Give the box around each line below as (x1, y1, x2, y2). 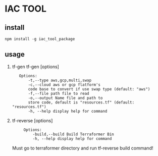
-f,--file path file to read (28, 91, 89, 96)
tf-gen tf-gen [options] (12, 64, 59, 70)
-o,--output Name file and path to (28, 95, 103, 100)
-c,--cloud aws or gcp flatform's (28, 82, 101, 87)
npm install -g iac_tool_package (5, 36, 75, 41)
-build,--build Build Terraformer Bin (32, 132, 114, 137)
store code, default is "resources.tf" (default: (28, 99, 135, 105)
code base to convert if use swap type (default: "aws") (28, 86, 150, 91)
